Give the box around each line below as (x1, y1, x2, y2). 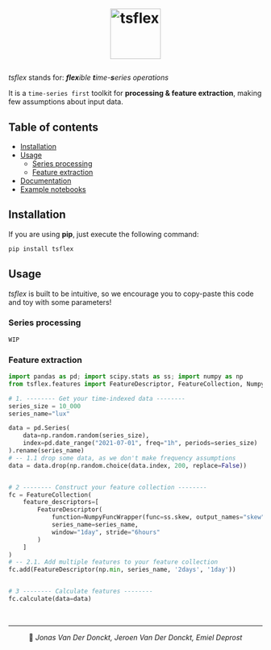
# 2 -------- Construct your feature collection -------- (8, 483, 207, 491)
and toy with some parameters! (8, 297, 112, 306)
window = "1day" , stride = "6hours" (51, 528, 161, 536)
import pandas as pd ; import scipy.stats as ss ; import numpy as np (8, 373, 244, 381)
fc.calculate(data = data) (8, 595, 92, 603)
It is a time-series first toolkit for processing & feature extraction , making (8, 89, 262, 98)
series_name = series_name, (51, 521, 139, 529)
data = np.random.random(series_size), (23, 431, 150, 440)
